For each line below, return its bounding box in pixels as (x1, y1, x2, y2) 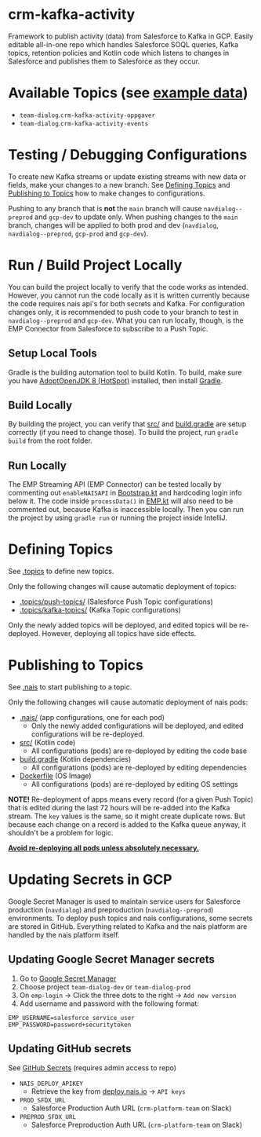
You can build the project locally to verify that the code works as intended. (8, 282, 248, 291)
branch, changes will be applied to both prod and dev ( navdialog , (8, 220, 219, 229)
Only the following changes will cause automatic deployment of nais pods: (8, 697, 248, 707)
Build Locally (8, 398, 73, 411)
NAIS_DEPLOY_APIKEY (19, 1080, 84, 1088)
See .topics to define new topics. (8, 567, 114, 576)
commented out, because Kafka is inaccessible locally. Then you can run (8, 505, 245, 514)
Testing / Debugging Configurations (8, 146, 248, 164)
